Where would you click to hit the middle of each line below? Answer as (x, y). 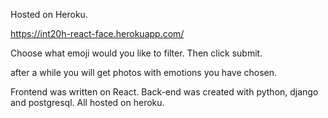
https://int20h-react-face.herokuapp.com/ (97, 33)
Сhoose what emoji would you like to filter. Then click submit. (136, 53)
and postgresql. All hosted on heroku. (87, 102)
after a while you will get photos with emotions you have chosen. (144, 72)
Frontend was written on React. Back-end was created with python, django (164, 92)
